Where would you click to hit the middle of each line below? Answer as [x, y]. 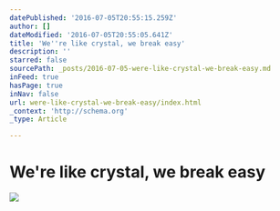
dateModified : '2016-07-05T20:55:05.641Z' [91, 35]
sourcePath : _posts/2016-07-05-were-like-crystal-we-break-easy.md [140, 69]
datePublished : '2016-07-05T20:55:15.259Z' [93, 18]
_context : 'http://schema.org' [69, 111]
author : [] [30, 26]
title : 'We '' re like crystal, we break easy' [97, 43]
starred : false [38, 60]
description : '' [40, 52]
